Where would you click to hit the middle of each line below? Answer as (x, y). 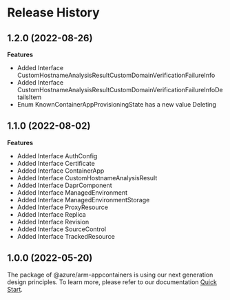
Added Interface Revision (53, 222)
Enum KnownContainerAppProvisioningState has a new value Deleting (117, 104)
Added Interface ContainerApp (61, 171)
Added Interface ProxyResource (63, 207)
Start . (15, 289)
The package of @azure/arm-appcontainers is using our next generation (110, 275)
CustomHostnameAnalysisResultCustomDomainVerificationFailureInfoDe (120, 90)
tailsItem (29, 97)
